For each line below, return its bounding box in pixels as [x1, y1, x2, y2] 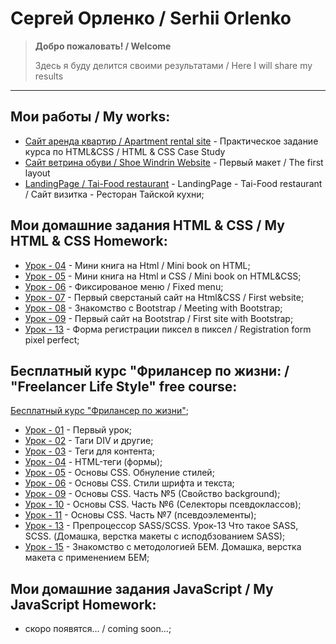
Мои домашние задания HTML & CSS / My [10, 217, 285, 234]
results [34, 70, 64, 82]
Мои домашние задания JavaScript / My [10, 580, 274, 597]
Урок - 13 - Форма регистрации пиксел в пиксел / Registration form [24, 323, 312, 335]
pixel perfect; [24, 333, 80, 346]
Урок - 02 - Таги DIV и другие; [24, 435, 154, 447]
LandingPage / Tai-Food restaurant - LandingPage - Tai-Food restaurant [24, 177, 323, 189]
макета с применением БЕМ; [24, 552, 150, 564]
